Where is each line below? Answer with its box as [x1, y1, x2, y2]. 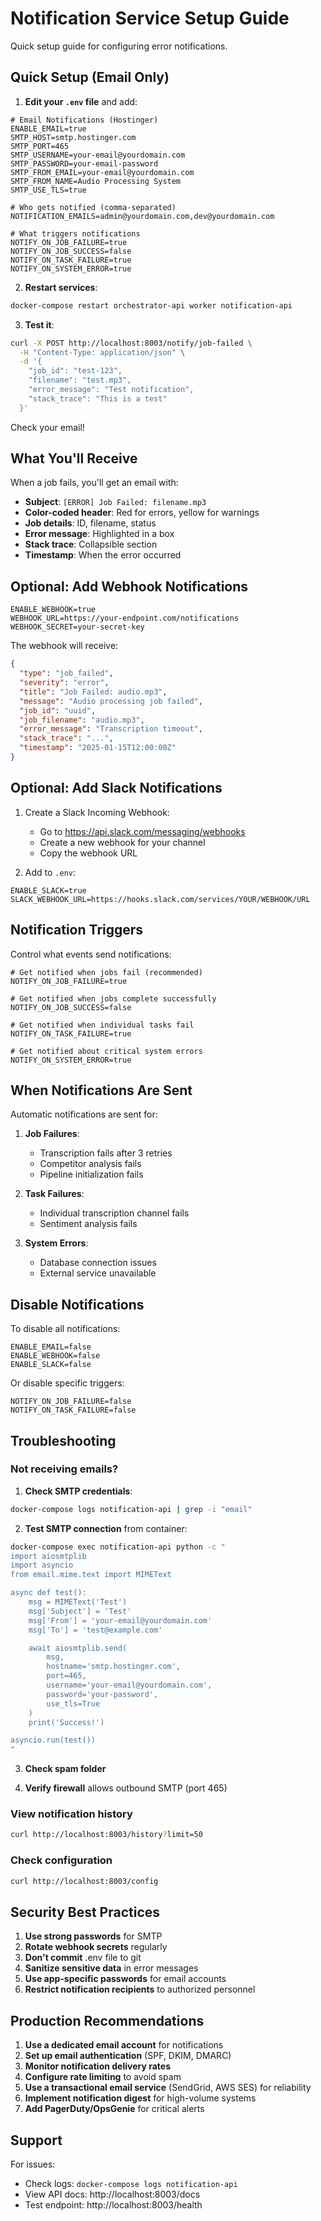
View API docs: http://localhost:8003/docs [24, 2188, 201, 2200]
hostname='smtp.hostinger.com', [46, 1662, 182, 1672]
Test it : [24, 318, 55, 331]
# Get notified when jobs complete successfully [10, 993, 217, 1004]
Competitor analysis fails [39, 1158, 142, 1170]
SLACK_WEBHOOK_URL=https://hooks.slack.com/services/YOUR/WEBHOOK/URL [10, 894, 311, 904]
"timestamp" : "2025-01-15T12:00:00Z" [19, 743, 177, 753]
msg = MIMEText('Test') [28, 1597, 128, 1607]
